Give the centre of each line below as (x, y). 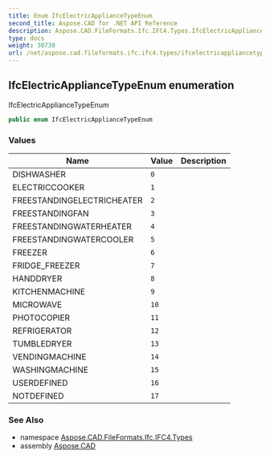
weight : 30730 (32, 46)
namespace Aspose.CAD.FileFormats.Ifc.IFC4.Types (106, 437)
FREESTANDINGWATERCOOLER (73, 239)
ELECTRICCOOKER (49, 187)
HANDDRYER (37, 278)
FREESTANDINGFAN (51, 213)
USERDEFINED (40, 383)
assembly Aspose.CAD (58, 446)
